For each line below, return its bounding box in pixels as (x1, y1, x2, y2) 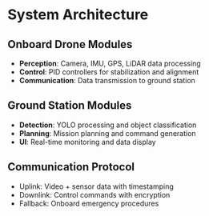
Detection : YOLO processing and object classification (18, 120, 197, 130)
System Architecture (7, 6, 149, 24)
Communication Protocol (7, 160, 135, 174)
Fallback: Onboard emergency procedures (18, 198, 159, 208)
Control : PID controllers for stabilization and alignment (18, 67, 199, 77)
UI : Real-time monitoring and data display (18, 137, 157, 146)
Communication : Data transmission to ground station (18, 76, 195, 85)
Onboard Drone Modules (7, 38, 133, 51)
